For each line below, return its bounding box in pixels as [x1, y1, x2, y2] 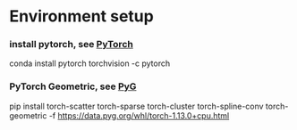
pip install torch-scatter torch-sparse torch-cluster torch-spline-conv [9, 101, 264, 111]
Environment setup [9, 6, 154, 27]
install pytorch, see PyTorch [9, 38, 134, 51]
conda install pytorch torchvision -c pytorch [9, 58, 171, 69]
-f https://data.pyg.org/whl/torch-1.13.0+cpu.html [48, 110, 230, 121]
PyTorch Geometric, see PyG [9, 80, 137, 93]
